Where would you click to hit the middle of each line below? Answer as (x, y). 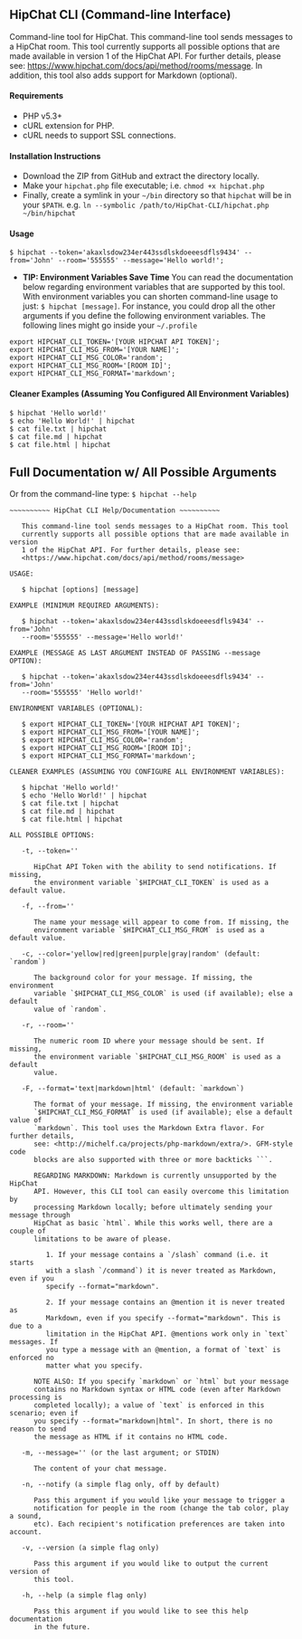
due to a (26, 1326)
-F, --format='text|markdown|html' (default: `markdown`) (133, 1089)
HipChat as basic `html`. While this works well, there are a (153, 1224)
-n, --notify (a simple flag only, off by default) (121, 1485)
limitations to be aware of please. (102, 1239)
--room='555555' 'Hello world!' (82, 693)
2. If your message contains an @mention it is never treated (165, 1302)
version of (30, 1572)
